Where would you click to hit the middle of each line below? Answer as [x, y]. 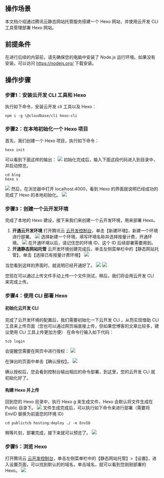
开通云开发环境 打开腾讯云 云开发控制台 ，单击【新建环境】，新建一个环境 [85, 230]
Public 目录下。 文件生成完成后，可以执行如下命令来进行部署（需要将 [78, 408]
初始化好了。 [18, 378]
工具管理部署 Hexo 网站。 [31, 27]
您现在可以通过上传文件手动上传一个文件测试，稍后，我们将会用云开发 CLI [80, 276]
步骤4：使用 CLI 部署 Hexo [36, 296]
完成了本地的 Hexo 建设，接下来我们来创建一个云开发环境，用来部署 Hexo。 [81, 220]
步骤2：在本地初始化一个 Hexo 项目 [47, 129]
